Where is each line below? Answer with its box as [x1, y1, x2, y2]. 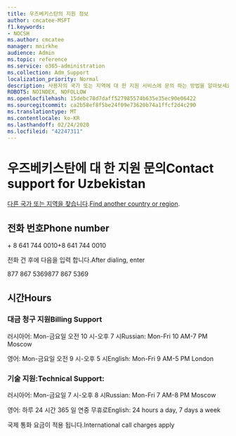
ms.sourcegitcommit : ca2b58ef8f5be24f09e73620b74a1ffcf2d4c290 [7, 102, 197, 109]
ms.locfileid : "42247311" [7, 128, 83, 135]
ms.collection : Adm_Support [7, 69, 90, 76]
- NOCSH [7, 29, 30, 37]
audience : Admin [7, 50, 55, 57]
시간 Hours [7, 292, 52, 304]
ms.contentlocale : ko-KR [7, 114, 80, 121]
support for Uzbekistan [7, 176, 146, 192]
